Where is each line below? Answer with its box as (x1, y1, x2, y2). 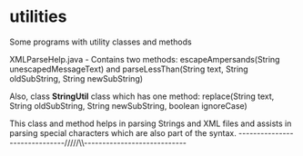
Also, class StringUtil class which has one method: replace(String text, (9, 91, 275, 102)
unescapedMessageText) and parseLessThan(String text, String (9, 63, 248, 74)
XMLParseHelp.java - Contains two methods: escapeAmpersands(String (9, 54, 280, 64)
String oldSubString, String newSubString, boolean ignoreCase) (9, 100, 247, 111)
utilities (9, 6, 67, 27)
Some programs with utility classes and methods (9, 36, 193, 47)
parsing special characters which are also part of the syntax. (9, 127, 237, 138)
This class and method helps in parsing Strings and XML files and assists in (9, 118, 292, 129)
